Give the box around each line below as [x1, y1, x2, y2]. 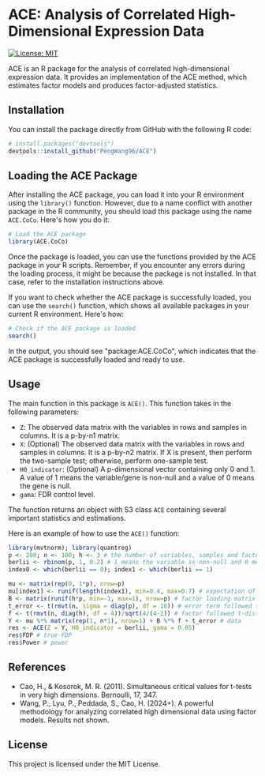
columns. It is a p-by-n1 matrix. [19, 431, 121, 440]
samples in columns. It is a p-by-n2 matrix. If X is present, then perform [19, 447, 252, 457]
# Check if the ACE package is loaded [8, 325, 136, 333]
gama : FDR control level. [19, 489, 96, 499]
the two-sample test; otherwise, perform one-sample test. [19, 456, 209, 465]
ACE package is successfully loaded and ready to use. [8, 354, 185, 364]
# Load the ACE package [8, 231, 87, 239]
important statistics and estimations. [8, 513, 126, 522]
